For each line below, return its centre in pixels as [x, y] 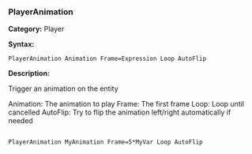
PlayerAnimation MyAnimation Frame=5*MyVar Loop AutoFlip [105, 142]
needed [21, 121]
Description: [29, 73]
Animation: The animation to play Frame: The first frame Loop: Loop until [126, 104]
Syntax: [21, 44]
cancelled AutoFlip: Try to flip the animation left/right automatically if [120, 112]
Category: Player [36, 29]
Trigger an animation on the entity [63, 88]
